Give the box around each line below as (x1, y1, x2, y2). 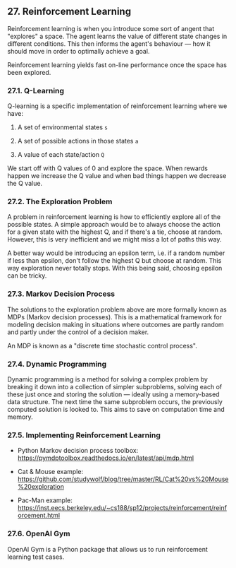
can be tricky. (7, 271, 47, 280)
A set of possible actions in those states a (17, 137, 139, 146)
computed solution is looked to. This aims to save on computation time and (7, 406, 225, 413)
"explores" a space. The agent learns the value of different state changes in (7, 32, 228, 40)
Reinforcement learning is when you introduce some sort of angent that (7, 24, 215, 32)
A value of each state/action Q (17, 150, 104, 159)
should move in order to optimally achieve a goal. (7, 47, 150, 55)
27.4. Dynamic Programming (7, 359, 107, 369)
